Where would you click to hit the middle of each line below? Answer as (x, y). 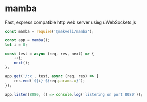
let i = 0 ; (16, 45)
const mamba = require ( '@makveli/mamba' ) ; (49, 31)
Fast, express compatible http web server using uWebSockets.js (71, 22)
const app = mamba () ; (27, 40)
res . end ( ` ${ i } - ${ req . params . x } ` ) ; (49, 81)
